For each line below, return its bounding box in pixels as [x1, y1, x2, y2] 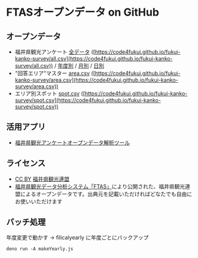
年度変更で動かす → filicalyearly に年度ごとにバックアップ [6, 234, 149, 241]
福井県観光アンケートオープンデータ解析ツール [14, 139, 130, 146]
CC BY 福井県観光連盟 [14, 175, 70, 182]
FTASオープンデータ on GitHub [6, 5, 160, 19]
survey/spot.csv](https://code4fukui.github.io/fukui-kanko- [14, 97, 162, 104]
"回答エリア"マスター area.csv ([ [14, 70, 96, 77]
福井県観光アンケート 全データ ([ [14, 49, 96, 55]
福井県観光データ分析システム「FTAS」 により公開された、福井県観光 [14, 182, 185, 190]
